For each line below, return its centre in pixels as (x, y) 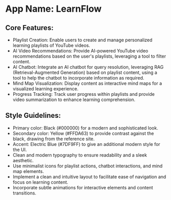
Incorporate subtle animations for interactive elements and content (83, 187)
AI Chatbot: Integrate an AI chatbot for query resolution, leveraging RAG (88, 67)
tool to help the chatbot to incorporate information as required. (78, 78)
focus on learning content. (40, 182)
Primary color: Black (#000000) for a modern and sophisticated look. (85, 128)
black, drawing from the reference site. (54, 139)
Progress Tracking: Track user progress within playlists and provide (83, 94)
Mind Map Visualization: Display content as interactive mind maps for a (87, 83)
